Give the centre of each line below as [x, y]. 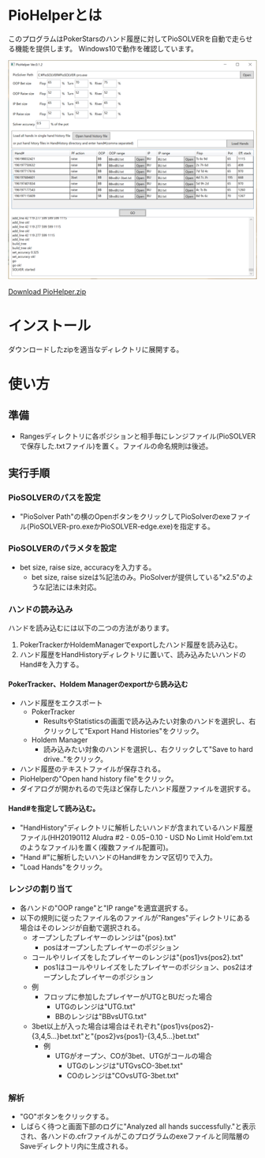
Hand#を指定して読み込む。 [54, 808]
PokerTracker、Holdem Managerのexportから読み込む [98, 684]
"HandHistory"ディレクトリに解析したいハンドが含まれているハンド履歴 [136, 827]
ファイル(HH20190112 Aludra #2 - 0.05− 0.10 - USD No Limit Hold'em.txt [136, 837]
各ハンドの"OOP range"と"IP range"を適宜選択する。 [106, 908]
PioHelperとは [55, 15]
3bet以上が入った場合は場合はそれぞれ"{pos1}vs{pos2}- [123, 1026]
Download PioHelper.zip [47, 291]
